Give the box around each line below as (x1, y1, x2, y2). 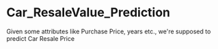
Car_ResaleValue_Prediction (6, 5, 171, 20)
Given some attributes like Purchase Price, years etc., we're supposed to (6, 27, 211, 35)
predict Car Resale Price (6, 34, 75, 42)
